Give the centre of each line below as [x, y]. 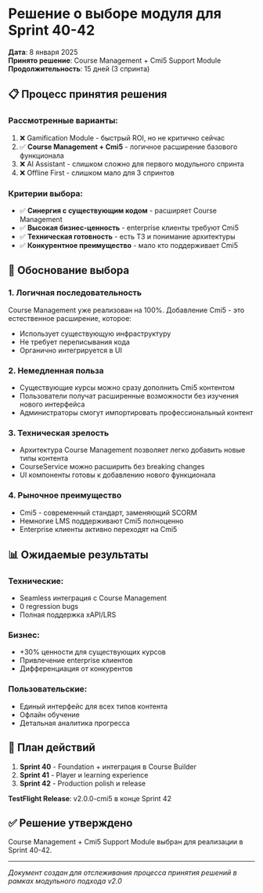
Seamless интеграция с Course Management [93, 598]
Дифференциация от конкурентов [76, 669]
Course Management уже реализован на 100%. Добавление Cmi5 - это [126, 310]
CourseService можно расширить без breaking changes [112, 467]
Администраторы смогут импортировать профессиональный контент [136, 412]
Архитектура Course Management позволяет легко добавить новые [132, 450]
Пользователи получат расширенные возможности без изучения [129, 395]
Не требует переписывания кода [75, 341]
